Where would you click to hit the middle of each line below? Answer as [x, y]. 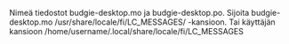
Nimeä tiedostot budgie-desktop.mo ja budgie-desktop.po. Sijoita [129, 13]
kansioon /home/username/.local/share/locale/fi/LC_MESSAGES [127, 31]
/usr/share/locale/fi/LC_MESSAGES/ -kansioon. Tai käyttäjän [165, 22]
